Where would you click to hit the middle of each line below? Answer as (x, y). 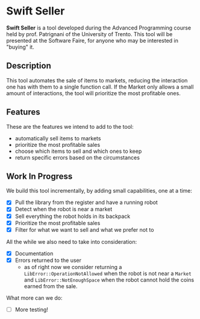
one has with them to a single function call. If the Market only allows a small (100, 87)
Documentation (34, 253)
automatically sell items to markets (58, 138)
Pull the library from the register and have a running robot (86, 202)
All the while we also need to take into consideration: (72, 241)
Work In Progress (39, 176)
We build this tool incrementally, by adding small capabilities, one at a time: (99, 191)
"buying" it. (20, 47)
